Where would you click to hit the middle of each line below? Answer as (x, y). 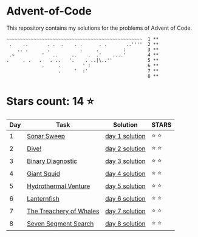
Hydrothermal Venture (59, 186)
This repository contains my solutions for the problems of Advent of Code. (99, 28)
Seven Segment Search (60, 224)
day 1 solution (125, 136)
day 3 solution (125, 161)
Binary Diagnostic (52, 161)
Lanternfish (43, 199)
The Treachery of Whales (63, 212)
